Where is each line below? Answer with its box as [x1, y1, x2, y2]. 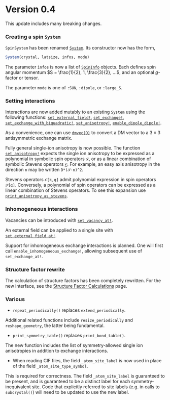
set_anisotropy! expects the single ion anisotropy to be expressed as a [5, 151, 155, 157]
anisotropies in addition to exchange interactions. [5, 348, 108, 354]
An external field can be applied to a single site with [5, 227, 113, 233]
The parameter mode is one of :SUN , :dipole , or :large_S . [5, 85, 123, 91]
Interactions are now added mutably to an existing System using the [5, 109, 146, 115]
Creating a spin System [5, 33, 61, 40]
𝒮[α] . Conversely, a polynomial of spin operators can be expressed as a [5, 182, 156, 188]
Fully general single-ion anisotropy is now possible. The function [5, 145, 141, 151]
